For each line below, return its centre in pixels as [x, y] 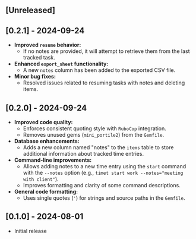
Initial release [30, 231]
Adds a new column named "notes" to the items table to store [98, 147]
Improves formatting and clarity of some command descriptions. [102, 185]
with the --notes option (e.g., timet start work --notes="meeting [103, 173]
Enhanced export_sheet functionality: [61, 64]
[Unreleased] [31, 10]
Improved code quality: [43, 122]
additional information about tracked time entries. [83, 154]
